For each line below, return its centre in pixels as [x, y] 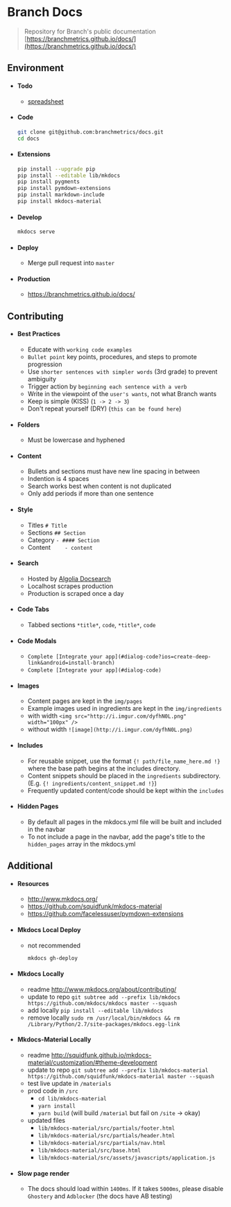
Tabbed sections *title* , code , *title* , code [92, 625]
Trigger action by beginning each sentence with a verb [107, 386]
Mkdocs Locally [41, 974]
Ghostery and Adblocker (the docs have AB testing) [100, 1196]
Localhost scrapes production [70, 586]
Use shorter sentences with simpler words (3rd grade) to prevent [122, 372]
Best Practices [38, 334]
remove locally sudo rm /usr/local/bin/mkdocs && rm [104, 1018]
